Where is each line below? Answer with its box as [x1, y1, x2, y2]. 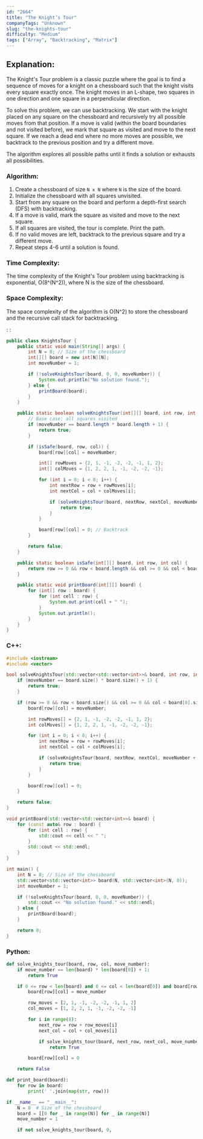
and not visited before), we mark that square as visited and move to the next [6, 125, 196, 133]
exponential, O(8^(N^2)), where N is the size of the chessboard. [6, 279, 165, 286]
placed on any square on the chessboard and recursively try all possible [6, 113, 186, 120]
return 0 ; [17, 927, 42, 933]
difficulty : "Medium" [6, 31, 61, 38]
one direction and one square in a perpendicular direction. [6, 94, 151, 102]
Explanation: [6, 59, 55, 70]
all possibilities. [6, 157, 45, 164]
